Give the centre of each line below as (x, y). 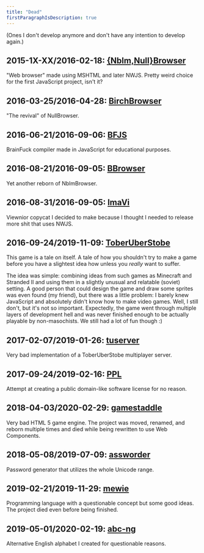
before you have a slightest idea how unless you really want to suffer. (94, 264)
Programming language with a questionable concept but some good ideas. (100, 503)
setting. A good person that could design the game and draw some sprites (100, 289)
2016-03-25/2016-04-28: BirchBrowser (84, 101)
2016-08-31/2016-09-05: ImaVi (68, 203)
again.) (15, 41)
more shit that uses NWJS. (40, 224)
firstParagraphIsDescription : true (52, 18)
